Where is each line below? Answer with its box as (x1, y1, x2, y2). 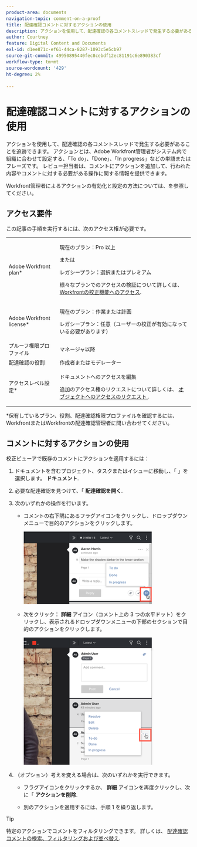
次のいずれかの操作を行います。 (14, 500, 92, 507)
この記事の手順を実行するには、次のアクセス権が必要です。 (6, 225, 150, 232)
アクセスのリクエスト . (95, 393, 150, 400)
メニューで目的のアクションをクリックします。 (23, 520, 136, 527)
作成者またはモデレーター (59, 358, 121, 366)
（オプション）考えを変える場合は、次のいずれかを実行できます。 (14, 771, 174, 778)
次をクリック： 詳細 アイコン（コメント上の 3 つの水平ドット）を (23, 611, 182, 618)
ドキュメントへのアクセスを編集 (59, 373, 137, 380)
